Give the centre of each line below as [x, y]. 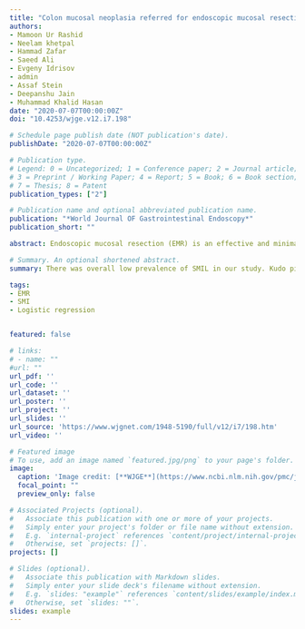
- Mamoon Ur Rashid [46, 34]
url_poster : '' [38, 402]
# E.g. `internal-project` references [87, 536]
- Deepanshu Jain [42, 93]
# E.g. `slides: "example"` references [89, 594]
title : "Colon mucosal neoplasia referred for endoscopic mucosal [138, 18]
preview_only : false [56, 494]
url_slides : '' [38, 418]
